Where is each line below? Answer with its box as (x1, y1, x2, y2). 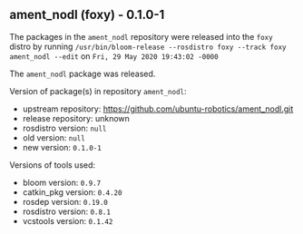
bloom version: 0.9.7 (22, 177, 102, 188)
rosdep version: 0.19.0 (22, 196, 109, 207)
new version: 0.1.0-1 (22, 141, 102, 152)
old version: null (22, 132, 86, 143)
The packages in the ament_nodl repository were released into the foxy (9, 31, 274, 42)
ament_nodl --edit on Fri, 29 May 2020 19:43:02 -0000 (9, 50, 220, 62)
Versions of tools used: (9, 159, 96, 171)
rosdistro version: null (22, 122, 107, 133)
